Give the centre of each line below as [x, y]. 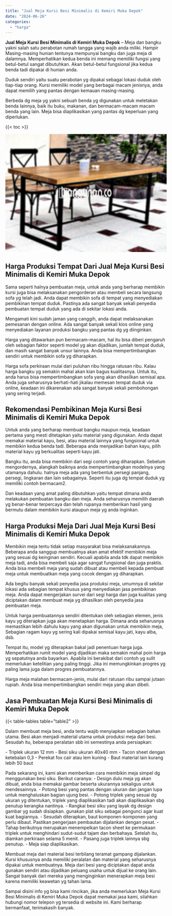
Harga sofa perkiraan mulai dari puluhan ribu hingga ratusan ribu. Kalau [81, 366]
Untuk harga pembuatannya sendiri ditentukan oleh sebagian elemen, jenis [84, 616]
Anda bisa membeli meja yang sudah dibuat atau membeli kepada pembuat [84, 568]
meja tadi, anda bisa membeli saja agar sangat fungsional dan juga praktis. [84, 563]
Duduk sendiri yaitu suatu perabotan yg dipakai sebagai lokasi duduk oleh [83, 80]
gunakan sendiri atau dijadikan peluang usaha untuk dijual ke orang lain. [81, 870]
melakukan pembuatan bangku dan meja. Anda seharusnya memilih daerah [85, 499]
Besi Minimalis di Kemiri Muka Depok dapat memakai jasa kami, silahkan [81, 897]
